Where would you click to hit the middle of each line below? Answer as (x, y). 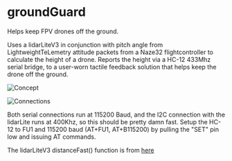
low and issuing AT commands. (52, 137)
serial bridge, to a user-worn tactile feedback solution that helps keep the (112, 67)
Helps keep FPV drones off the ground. (63, 31)
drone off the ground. (38, 74)
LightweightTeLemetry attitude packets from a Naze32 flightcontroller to (110, 52)
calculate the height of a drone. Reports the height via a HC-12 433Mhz (109, 59)
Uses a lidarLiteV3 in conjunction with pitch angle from (85, 44)
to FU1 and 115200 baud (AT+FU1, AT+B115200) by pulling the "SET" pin (117, 129)
